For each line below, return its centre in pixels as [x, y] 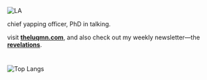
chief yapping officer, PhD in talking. [59, 24]
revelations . [25, 44]
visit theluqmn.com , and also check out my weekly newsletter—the [104, 37]
